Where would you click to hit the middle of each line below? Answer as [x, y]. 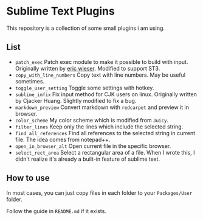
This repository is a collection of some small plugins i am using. [86, 28]
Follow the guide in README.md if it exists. [56, 211]
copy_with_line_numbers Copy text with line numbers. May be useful [100, 75]
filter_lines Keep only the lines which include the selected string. [99, 127]
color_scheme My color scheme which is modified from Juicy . [92, 120]
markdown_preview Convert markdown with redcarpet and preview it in [102, 107]
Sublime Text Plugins [61, 11]
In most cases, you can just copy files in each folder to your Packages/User [99, 192]
